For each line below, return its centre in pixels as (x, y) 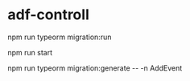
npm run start (30, 52)
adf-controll (48, 15)
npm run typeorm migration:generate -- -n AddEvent (95, 68)
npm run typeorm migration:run (60, 37)
